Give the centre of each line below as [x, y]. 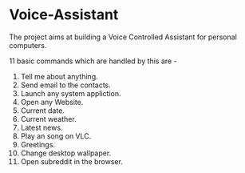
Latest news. [41, 127]
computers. [28, 45]
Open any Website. [52, 102]
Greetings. [38, 144]
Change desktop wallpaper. [66, 153]
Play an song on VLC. [56, 136]
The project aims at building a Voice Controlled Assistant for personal [123, 37]
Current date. [42, 111]
